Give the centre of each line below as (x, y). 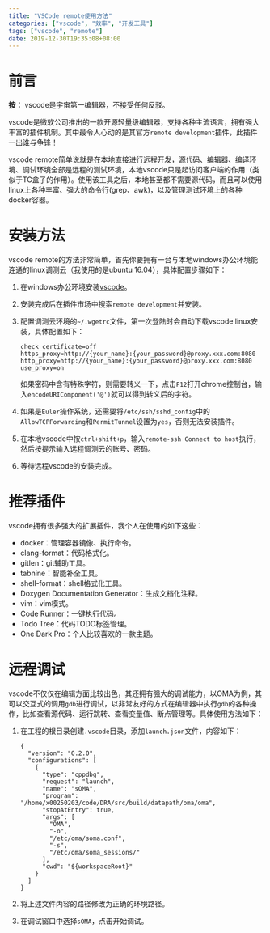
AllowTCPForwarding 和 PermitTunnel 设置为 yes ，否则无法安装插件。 (130, 422)
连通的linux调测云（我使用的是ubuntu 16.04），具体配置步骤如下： (118, 270)
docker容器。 (31, 200)
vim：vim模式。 (46, 604)
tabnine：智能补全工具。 (61, 573)
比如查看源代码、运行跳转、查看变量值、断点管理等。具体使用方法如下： (143, 714)
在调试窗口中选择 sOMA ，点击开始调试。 (84, 921)
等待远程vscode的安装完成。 (68, 466)
